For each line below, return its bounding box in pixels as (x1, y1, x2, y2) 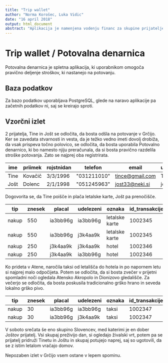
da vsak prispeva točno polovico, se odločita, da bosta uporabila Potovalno (5, 141, 160, 147)
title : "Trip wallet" (5, 7, 50, 13)
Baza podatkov (5, 84, 53, 93)
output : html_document (5, 21, 52, 27)
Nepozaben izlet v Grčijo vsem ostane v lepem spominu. (5, 352, 121, 358)
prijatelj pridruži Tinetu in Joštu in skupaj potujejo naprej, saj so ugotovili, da (5, 337, 162, 343)
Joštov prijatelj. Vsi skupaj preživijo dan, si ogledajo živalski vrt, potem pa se (5, 332, 163, 338)
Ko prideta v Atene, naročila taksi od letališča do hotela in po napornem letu (5, 264, 161, 270)
